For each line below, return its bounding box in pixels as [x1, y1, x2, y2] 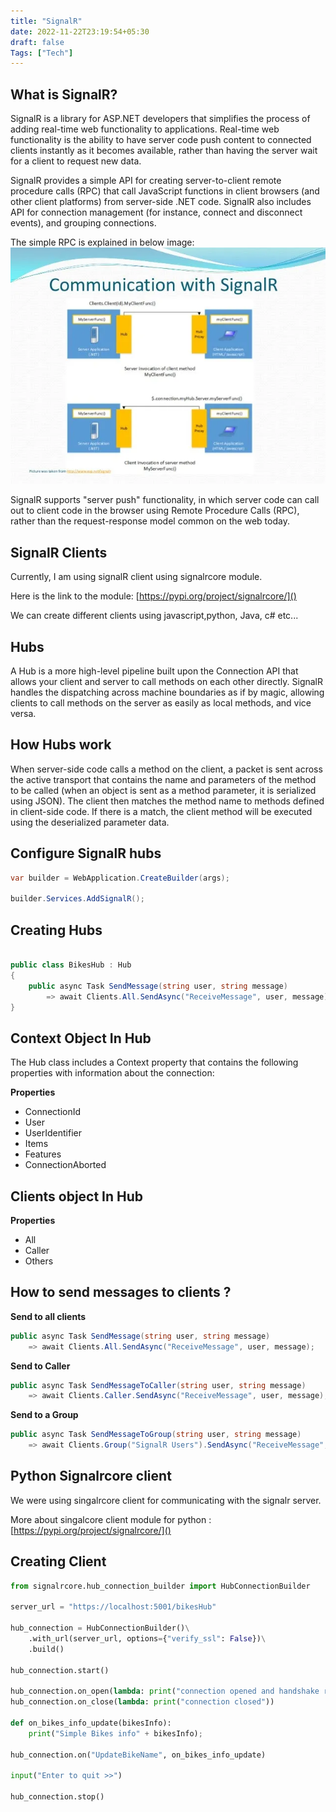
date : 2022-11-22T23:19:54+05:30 [10, 26, 150, 37]
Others [24, 1255, 54, 1267]
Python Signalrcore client [10, 1468, 172, 1485]
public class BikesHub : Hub [10, 960, 132, 970]
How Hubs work [10, 736, 112, 754]
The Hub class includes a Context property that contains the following [10, 1056, 299, 1069]
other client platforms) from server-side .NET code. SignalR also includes [10, 196, 312, 208]
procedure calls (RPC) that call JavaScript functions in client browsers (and [10, 185, 320, 197]
